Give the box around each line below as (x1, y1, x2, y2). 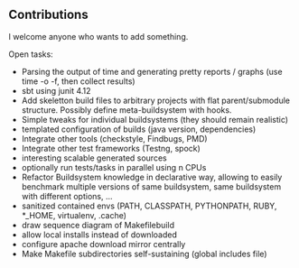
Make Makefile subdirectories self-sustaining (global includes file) (21, 248, 267, 259)
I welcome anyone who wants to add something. (8, 31, 189, 42)
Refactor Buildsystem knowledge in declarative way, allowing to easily (21, 171, 283, 182)
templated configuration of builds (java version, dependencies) (21, 124, 257, 134)
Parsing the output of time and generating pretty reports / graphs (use (21, 66, 283, 77)
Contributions (8, 7, 89, 23)
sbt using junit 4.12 (21, 85, 91, 96)
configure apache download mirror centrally (21, 238, 186, 249)
